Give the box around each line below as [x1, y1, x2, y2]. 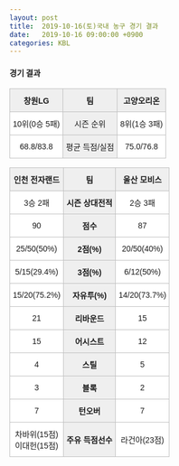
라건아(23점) [120, 435, 165, 445]
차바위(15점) [14, 430, 59, 440]
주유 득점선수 [66, 435, 113, 445]
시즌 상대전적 [66, 198, 113, 209]
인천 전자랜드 [13, 175, 61, 185]
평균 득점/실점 [66, 142, 115, 153]
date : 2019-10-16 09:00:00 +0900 [9, 30, 144, 39]
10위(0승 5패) [13, 119, 61, 129]
